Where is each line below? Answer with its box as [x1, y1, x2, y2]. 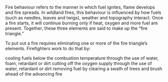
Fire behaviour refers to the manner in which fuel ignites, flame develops [5, 4, 155, 10]
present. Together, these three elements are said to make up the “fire [5, 25, 148, 31]
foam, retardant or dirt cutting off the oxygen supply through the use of [5, 61, 152, 66]
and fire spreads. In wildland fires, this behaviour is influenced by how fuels [5, 9, 161, 15]
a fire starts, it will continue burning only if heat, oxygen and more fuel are [5, 20, 158, 26]
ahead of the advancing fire [5, 71, 63, 77]
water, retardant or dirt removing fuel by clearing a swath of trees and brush [5, 66, 162, 72]
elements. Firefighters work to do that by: [5, 46, 91, 51]
